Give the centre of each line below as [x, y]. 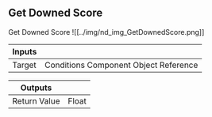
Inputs [25, 51]
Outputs [36, 88]
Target [25, 65]
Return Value [36, 100]
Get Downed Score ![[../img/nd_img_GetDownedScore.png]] [106, 32]
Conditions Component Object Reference [121, 65]
